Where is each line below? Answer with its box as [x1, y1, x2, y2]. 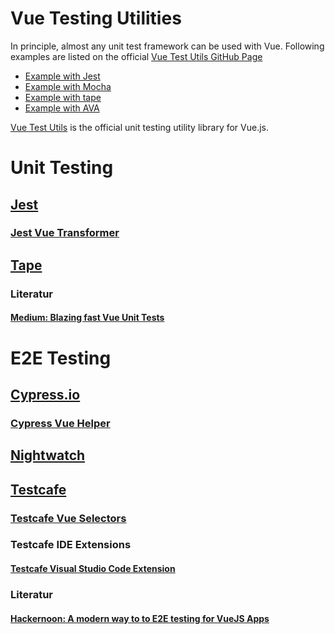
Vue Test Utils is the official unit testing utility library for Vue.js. [10, 121, 270, 133]
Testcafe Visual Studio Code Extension [10, 563, 176, 575]
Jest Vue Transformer [10, 226, 120, 240]
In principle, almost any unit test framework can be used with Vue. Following [10, 40, 325, 52]
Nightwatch [10, 447, 86, 464]
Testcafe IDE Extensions [10, 538, 132, 552]
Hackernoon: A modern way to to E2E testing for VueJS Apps [10, 612, 270, 624]
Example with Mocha [24, 80, 112, 92]
